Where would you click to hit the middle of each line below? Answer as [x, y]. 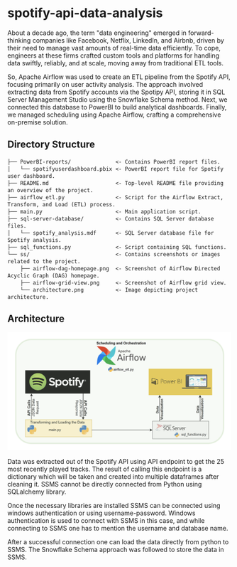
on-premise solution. [38, 122]
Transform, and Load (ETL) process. [61, 204]
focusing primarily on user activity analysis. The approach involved [105, 84]
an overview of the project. [50, 190]
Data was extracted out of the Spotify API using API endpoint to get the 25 [116, 461]
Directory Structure [51, 145]
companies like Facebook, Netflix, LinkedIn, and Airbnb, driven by [128, 40]
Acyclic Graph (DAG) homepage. [54, 275]
